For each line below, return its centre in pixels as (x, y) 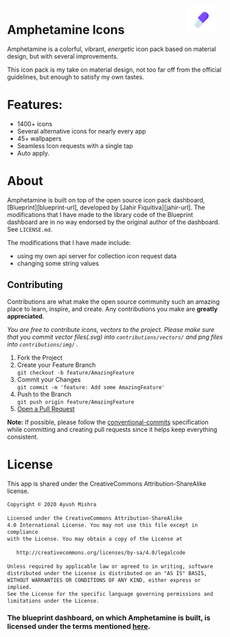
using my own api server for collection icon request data (97, 255)
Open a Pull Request (46, 408)
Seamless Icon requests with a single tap (75, 145)
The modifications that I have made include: (69, 242)
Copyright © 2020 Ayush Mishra (52, 504)
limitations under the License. (53, 601)
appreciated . (26, 316)
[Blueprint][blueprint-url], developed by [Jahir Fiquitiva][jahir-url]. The (106, 207)
